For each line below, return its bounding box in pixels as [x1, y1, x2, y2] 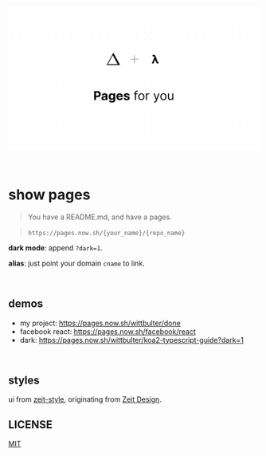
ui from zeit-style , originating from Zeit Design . [8, 395, 162, 404]
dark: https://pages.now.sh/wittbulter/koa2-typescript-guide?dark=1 [19, 335, 244, 344]
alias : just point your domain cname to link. [8, 258, 145, 268]
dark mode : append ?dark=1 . [8, 242, 103, 253]
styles [8, 374, 40, 387]
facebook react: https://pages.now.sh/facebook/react [19, 326, 197, 336]
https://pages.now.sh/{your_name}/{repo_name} [27, 229, 186, 237]
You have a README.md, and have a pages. [27, 212, 173, 222]
